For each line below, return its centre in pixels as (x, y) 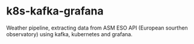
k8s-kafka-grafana (55, 11)
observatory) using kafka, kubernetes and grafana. (69, 34)
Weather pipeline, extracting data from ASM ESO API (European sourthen (97, 28)
